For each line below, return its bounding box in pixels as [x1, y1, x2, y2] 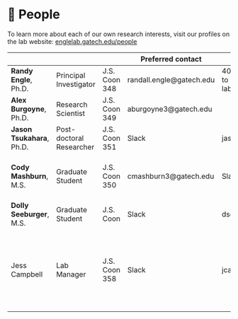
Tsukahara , [11, 133, 50, 143]
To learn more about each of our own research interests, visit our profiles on [7, 30, 230, 38]
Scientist [56, 108, 86, 118]
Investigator [56, 79, 96, 89]
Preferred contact [140, 54, 202, 64]
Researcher [56, 141, 95, 151]
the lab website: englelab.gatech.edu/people [7, 37, 137, 45]
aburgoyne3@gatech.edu [127, 104, 212, 114]
